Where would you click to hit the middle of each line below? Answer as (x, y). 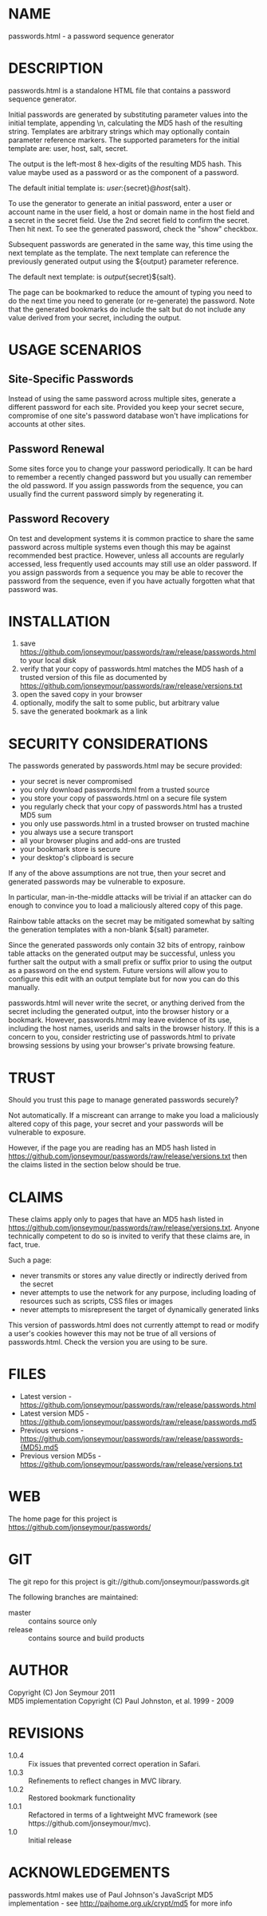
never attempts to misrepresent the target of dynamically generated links (139, 1310)
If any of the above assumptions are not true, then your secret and (117, 873)
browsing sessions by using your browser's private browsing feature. (122, 1045)
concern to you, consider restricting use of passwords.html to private (122, 1037)
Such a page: (30, 1260)
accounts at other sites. (47, 423)
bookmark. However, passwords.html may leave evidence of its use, (120, 1020)
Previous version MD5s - (61, 1456)
